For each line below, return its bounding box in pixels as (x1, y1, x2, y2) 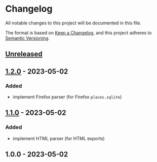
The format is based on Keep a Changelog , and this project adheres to (5, 29, 152, 36)
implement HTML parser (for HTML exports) (12, 135, 105, 141)
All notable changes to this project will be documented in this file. (5, 20, 142, 26)
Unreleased (5, 50, 43, 58)
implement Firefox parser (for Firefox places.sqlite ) (12, 94, 122, 100)
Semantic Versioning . (5, 35, 50, 41)
